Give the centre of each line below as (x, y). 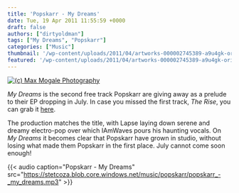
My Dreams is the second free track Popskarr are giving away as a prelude (117, 94)
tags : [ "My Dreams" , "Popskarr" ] (57, 40)
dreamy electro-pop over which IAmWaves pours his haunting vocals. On (115, 130)
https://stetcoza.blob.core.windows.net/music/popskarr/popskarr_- (122, 174)
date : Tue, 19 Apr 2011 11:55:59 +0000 (67, 21)
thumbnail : (23, 54)
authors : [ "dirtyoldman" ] (46, 34)
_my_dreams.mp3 (33, 182)
